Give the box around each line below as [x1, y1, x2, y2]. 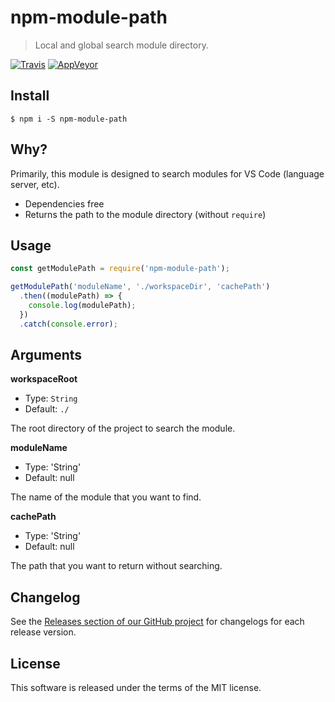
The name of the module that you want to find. [10, 491, 202, 503]
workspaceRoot [10, 373, 78, 385]
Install [10, 87, 50, 105]
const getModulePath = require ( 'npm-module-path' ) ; [10, 264, 230, 274]
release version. [10, 626, 77, 638]
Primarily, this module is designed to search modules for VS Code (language [10, 167, 325, 180]
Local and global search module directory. [34, 39, 209, 51]
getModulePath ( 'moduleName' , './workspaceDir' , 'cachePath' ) [10, 282, 271, 292]
